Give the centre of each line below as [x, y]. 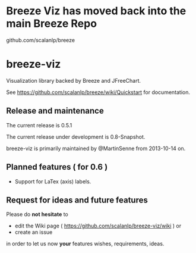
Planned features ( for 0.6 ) [57, 167]
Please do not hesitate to [37, 214]
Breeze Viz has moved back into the [96, 11]
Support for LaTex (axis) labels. [53, 181]
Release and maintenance [55, 111]
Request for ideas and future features [77, 200]
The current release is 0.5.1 [39, 125]
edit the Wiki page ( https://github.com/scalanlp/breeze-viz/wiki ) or [98, 226]
